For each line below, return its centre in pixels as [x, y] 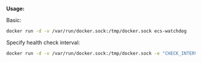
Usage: [16, 9]
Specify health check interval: [43, 42]
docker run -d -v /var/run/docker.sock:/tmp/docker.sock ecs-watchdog [96, 31]
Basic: [14, 20]
